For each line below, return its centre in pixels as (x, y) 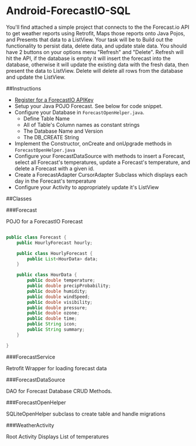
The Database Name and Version (63, 131)
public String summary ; (56, 330)
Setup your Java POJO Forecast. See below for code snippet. (88, 106)
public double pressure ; (57, 308)
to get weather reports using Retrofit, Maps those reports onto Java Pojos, (96, 33)
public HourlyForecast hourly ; (55, 243)
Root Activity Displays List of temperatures (58, 437)
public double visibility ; (60, 302)
